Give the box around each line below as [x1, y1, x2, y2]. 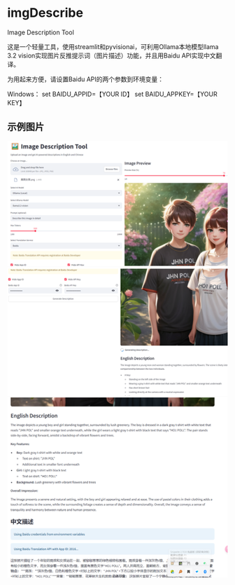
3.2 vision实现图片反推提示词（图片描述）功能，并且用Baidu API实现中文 [7, 51, 217, 60]
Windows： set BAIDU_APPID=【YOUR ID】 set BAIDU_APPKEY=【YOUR [7, 90, 218, 98]
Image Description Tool [7, 28, 75, 36]
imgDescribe [7, 5, 84, 21]
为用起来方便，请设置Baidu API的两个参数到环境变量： [7, 75, 164, 83]
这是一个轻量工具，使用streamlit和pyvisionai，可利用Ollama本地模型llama [7, 42, 219, 50]
